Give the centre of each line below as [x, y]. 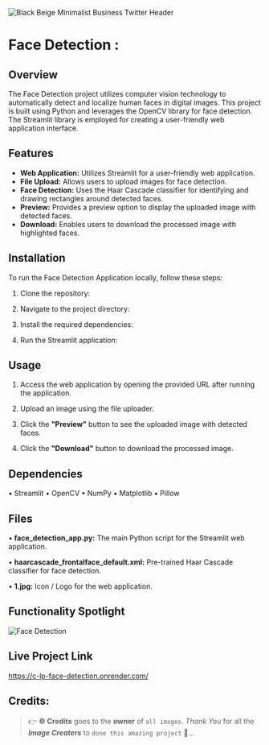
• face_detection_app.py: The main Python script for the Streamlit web [126, 538]
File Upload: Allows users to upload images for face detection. [123, 181]
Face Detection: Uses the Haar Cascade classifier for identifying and [134, 190]
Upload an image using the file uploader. [87, 409]
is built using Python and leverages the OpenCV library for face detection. [130, 111]
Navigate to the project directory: [75, 308]
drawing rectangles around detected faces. [91, 198]
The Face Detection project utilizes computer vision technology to [117, 94]
